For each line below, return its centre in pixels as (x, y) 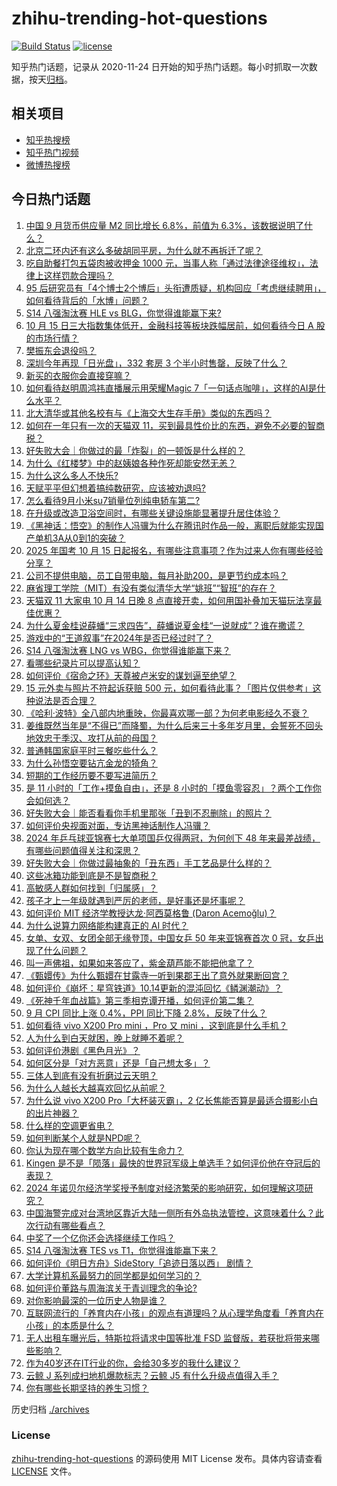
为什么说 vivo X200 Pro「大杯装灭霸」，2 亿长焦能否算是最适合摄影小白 (172, 1100)
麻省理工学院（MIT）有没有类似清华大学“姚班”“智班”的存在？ (151, 588)
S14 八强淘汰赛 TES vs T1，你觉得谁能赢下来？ (121, 1250)
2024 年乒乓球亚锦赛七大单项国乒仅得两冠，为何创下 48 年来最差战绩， (173, 838)
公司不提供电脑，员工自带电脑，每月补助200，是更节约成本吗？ (156, 575)
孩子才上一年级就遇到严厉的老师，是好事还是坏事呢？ (135, 900)
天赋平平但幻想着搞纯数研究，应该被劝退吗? (115, 488)
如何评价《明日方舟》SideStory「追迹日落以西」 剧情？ (139, 1263)
